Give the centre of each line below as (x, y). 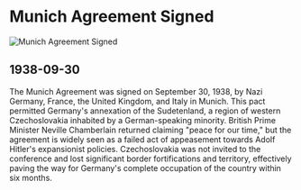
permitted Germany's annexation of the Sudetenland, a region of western (145, 111)
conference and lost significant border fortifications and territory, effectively (150, 158)
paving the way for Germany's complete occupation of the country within (146, 167)
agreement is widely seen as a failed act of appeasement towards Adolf (142, 139)
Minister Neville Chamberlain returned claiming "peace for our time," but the (150, 130)
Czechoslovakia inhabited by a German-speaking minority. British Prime (143, 120)
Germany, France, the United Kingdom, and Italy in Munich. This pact (137, 101)
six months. (31, 177)
